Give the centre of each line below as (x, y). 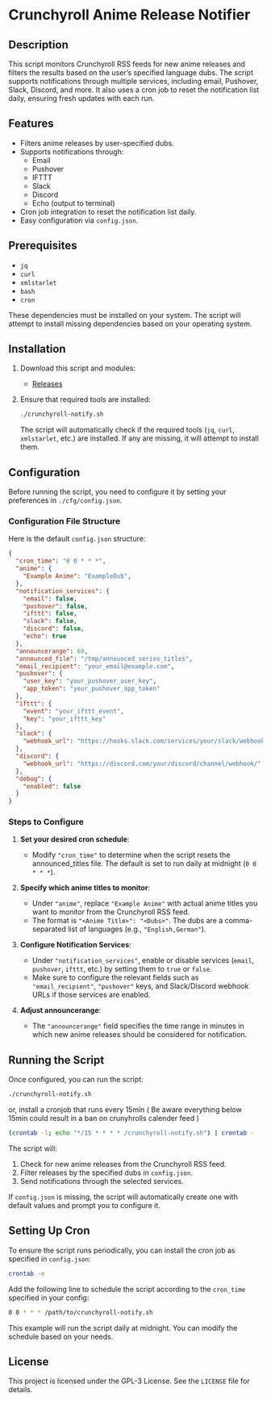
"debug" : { (34, 779)
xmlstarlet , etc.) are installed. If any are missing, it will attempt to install (140, 438)
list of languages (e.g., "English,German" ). (137, 929)
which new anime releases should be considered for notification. (140, 1035)
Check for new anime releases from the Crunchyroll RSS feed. (123, 1165)
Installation (37, 349)
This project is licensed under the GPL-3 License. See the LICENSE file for (129, 1381)
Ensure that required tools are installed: (85, 399)
